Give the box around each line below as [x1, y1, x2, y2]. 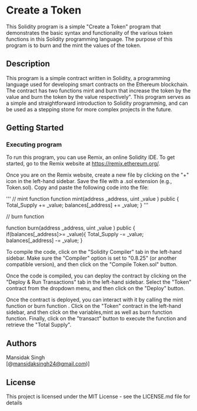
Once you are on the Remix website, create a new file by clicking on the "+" [6, 171, 189, 178]
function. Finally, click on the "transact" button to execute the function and [6, 315, 187, 322]
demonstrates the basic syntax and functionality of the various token [6, 29, 173, 36]
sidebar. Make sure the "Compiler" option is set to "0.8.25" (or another [6, 254, 177, 262]
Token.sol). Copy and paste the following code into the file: [6, 184, 149, 191]
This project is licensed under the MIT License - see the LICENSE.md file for [6, 393, 191, 400]
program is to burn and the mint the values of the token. [6, 42, 141, 49]
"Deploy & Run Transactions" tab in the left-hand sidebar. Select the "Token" [6, 279, 192, 286]
